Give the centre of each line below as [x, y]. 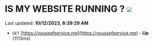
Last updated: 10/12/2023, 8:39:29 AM [47, 23]
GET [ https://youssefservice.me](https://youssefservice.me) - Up [80, 33]
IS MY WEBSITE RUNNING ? [65, 9]
